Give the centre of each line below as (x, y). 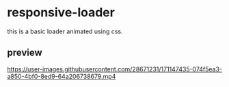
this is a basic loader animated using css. (65, 31)
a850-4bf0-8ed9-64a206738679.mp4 (62, 76)
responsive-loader (61, 13)
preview (25, 53)
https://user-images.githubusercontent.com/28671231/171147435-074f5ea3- (115, 69)
